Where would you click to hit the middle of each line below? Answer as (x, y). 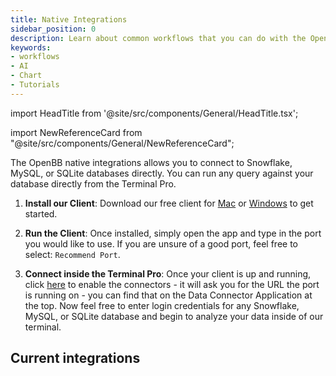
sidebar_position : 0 (53, 29)
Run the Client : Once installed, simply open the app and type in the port (173, 233)
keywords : (31, 47)
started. (41, 213)
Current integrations (75, 358)
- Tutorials (35, 85)
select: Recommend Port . (72, 254)
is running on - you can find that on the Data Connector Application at (168, 295)
